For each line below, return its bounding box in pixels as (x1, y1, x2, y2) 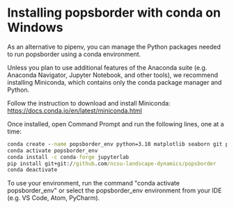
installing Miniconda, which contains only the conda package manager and (7, 78, 222, 86)
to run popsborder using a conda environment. (7, 50, 141, 58)
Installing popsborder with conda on (7, 5, 221, 21)
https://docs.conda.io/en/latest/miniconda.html (7, 106, 143, 115)
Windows (7, 19, 63, 35)
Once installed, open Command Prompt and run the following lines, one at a (7, 119, 224, 128)
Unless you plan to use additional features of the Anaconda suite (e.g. (7, 63, 208, 72)
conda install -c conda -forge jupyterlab (7, 153, 130, 160)
